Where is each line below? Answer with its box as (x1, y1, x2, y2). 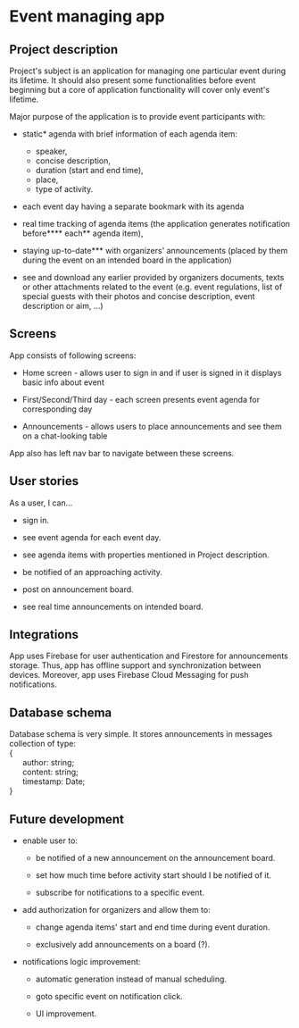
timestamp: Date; (21, 776, 86, 787)
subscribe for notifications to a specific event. (35, 887, 205, 898)
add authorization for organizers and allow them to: (21, 905, 212, 915)
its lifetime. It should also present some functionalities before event (9, 75, 256, 86)
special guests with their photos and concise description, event (21, 291, 256, 301)
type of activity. (35, 184, 94, 194)
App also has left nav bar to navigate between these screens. (9, 447, 235, 458)
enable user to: (21, 835, 79, 846)
